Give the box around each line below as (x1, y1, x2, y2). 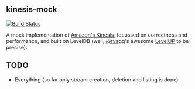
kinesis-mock (6, 5, 57, 15)
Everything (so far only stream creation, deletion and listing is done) (14, 76, 179, 83)
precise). (6, 44, 28, 51)
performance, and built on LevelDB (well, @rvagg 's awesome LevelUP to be (6, 37, 189, 44)
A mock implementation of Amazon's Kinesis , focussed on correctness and (6, 31, 188, 38)
